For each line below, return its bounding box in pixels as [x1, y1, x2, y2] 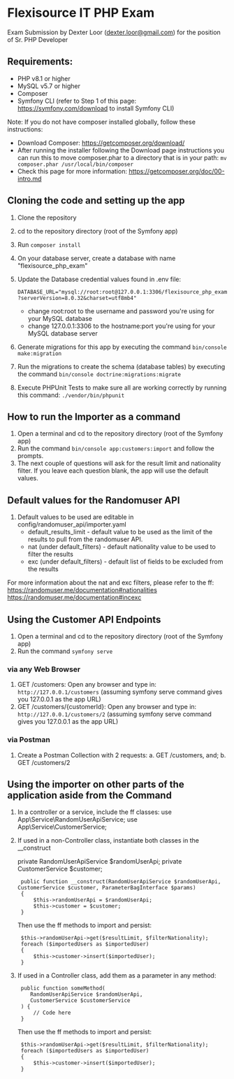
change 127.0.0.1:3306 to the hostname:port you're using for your [27, 322, 216, 330]
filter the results [27, 550, 73, 559]
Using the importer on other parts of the [7, 778, 184, 790]
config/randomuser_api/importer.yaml [17, 520, 127, 529]
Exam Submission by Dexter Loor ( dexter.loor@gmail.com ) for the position [7, 28, 221, 36]
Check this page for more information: [17, 166, 128, 176]
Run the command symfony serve [17, 647, 113, 655]
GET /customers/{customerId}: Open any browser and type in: [17, 703, 197, 711]
